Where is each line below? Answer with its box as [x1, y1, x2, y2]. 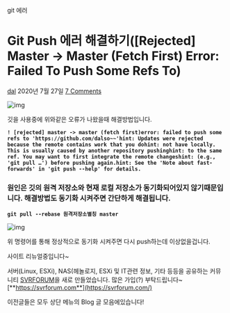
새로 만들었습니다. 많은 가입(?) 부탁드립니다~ [61, 275, 183, 284]
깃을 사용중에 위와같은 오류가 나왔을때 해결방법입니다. [7, 115, 152, 123]
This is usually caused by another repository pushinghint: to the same [7, 147, 222, 154]
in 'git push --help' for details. [38, 166, 141, 172]
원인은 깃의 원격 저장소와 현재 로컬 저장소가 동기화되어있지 [7, 183, 190, 193]
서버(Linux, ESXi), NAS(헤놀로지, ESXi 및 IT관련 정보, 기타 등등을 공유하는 [7, 267, 208, 275]
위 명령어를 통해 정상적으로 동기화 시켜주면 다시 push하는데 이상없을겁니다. [7, 237, 211, 246]
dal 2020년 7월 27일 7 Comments [7, 86, 102, 95]
